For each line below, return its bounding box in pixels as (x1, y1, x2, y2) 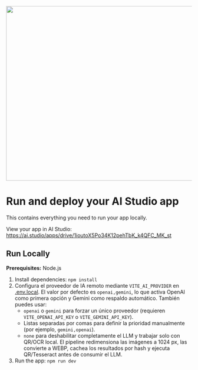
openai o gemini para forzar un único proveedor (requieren (23, 307, 166, 314)
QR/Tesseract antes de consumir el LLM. (23, 351, 123, 358)
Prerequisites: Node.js (6, 264, 62, 271)
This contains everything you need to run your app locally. (6, 214, 147, 221)
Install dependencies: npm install (14, 276, 97, 283)
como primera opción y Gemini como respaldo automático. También (14, 294, 180, 302)
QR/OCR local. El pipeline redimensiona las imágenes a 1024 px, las (23, 338, 187, 345)
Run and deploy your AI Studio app (6, 195, 179, 208)
